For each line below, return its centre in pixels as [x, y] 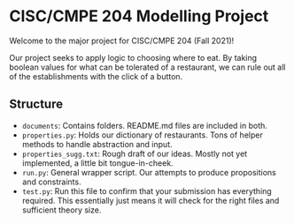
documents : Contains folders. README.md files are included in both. [145, 125]
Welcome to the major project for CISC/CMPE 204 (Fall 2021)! [122, 41]
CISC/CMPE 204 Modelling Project [139, 16]
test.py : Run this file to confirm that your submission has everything [147, 190]
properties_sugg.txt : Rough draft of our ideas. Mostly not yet [135, 153]
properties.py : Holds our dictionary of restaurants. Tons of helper [142, 135]
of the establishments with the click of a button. [96, 76]
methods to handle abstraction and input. [97, 144]
